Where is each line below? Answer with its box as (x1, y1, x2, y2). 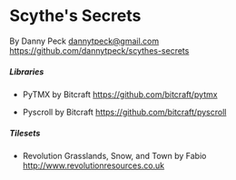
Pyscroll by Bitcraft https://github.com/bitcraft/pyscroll (22, 106, 227, 117)
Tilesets (9, 127, 41, 138)
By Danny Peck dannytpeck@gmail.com (9, 35, 160, 46)
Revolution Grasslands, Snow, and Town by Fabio (22, 150, 207, 161)
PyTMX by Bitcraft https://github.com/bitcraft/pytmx (22, 88, 218, 100)
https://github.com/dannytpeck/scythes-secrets (9, 45, 190, 55)
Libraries (9, 65, 44, 77)
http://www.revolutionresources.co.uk (22, 160, 165, 171)
